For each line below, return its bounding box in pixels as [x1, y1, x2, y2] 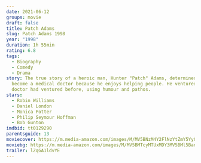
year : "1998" [6, 36, 39, 42]
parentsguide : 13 [6, 131, 50, 137]
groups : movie [6, 14, 42, 20]
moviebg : [6, 142, 28, 148]
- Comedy [11, 64, 33, 70]
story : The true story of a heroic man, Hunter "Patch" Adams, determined [6, 75, 197, 81]
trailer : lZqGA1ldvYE [6, 147, 60, 153]
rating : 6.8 [6, 48, 36, 54]
